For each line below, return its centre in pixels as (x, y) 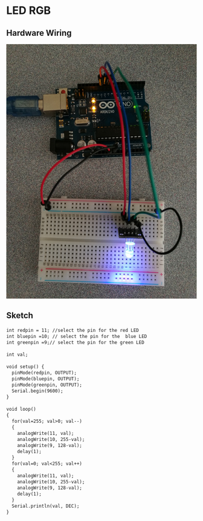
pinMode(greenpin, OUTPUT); (47, 385)
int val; (17, 354)
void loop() (21, 409)
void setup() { (25, 367)
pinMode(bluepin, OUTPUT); (46, 379)
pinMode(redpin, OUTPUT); (44, 373)
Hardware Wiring (39, 33)
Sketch (20, 316)
